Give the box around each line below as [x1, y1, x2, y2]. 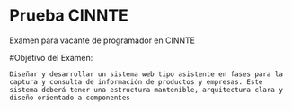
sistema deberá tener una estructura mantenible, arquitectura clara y [9, 85, 283, 94]
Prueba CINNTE [9, 5, 128, 26]
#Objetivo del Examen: [9, 52, 93, 63]
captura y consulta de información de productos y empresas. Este [9, 77, 263, 86]
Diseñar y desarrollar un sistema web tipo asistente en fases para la [9, 69, 283, 79]
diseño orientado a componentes [9, 93, 130, 102]
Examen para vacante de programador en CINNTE [9, 35, 196, 46]
